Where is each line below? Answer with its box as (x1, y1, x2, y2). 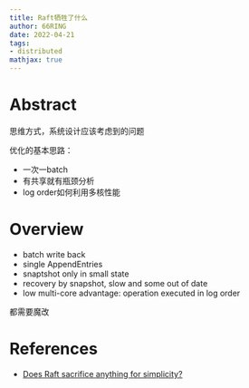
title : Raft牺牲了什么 (9, 13, 89, 23)
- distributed (9, 47, 63, 56)
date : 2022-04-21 (9, 30, 75, 39)
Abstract (9, 94, 77, 115)
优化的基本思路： (9, 144, 73, 155)
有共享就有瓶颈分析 (22, 175, 95, 186)
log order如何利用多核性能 (22, 187, 120, 198)
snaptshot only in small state (22, 268, 129, 279)
